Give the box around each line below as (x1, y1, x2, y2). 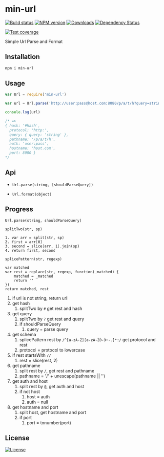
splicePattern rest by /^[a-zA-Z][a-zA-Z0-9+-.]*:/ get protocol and (19, 336, 156, 343)
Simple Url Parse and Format (5, 38, 63, 44)
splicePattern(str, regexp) (5, 257, 62, 261)
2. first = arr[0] (5, 239, 42, 244)
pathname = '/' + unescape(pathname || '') (19, 373, 105, 379)
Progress (5, 205, 33, 214)
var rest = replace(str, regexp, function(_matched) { (5, 269, 119, 274)
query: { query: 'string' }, (9, 132, 69, 137)
